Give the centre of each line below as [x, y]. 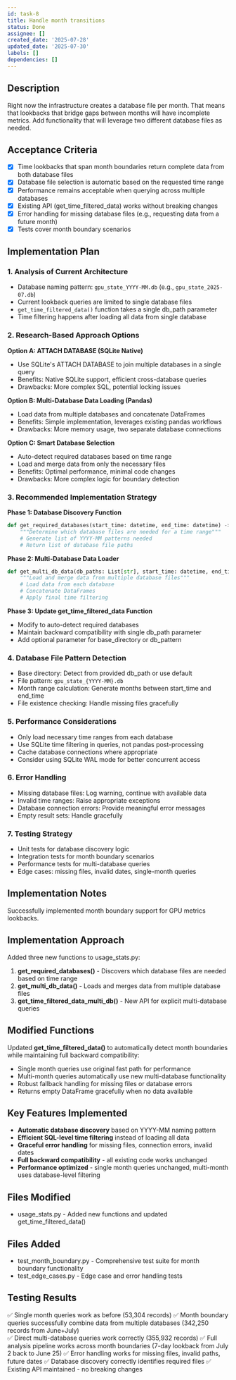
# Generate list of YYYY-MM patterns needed [86, 538]
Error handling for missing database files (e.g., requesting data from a [118, 214]
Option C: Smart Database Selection [61, 443]
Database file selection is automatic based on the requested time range [121, 182]
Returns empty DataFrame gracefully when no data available [105, 1091]
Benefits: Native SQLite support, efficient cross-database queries [112, 379]
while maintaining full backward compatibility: [73, 1055]
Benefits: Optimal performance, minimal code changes [96, 471]
